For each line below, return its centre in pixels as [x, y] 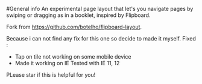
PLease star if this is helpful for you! [51, 75]
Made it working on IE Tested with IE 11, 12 [67, 63]
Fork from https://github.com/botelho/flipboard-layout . [74, 27]
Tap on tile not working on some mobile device [73, 57]
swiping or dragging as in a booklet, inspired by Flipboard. [78, 15]
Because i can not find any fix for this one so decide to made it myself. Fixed [101, 38]
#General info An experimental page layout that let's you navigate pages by [100, 9]
